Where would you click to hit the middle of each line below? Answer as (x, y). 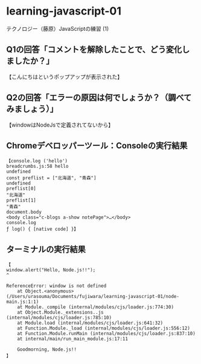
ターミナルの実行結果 (46, 249)
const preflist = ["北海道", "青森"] (51, 178)
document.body (24, 212)
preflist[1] (21, 200)
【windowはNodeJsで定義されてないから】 (60, 125)
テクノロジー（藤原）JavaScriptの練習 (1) (58, 28)
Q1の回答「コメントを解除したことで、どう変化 (94, 50)
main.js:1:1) (23, 302)
